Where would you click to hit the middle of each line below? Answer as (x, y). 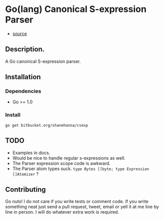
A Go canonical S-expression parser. (43, 61)
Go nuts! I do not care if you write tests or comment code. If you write (77, 202)
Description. (25, 49)
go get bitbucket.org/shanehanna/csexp (47, 125)
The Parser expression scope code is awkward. (61, 163)
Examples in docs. (31, 153)
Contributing (25, 189)
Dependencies (23, 91)
